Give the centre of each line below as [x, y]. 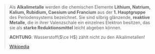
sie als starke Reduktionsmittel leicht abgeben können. [65, 28]
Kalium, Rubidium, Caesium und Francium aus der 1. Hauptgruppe [77, 12]
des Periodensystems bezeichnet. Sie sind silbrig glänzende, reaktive [79, 17]
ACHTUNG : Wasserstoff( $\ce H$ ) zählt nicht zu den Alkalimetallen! [77, 37]
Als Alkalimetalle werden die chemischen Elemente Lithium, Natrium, [80, 7]
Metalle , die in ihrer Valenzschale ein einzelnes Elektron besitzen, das [79, 22]
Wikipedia [19, 46]
